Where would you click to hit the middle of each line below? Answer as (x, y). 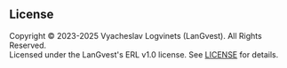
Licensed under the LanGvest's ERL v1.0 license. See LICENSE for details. (144, 54)
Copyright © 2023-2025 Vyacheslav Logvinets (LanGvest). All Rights (136, 35)
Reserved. (28, 45)
